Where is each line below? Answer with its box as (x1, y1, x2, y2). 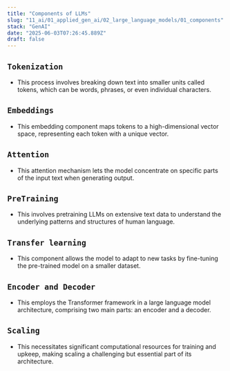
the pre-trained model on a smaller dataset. (17, 262, 141, 270)
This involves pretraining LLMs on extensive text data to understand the (17, 210, 222, 219)
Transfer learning (7, 237, 86, 248)
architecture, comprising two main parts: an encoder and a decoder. (17, 306, 212, 314)
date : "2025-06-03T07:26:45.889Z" (7, 29, 107, 37)
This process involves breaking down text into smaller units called (17, 78, 205, 87)
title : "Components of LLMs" (7, 10, 91, 17)
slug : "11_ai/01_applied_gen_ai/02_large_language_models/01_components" (7, 17, 224, 24)
